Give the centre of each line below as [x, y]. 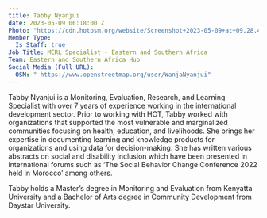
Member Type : [30, 38]
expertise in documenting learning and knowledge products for [112, 139]
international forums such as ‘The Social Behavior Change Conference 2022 [133, 164]
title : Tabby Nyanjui [44, 15]
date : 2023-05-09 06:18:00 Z [56, 23]
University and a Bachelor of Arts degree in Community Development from [130, 197]
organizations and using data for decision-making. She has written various [130, 147]
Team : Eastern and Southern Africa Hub [74, 60]
